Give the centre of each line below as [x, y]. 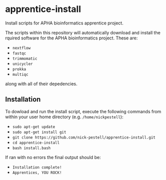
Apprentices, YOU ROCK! [37, 173]
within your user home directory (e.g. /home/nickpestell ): [64, 117]
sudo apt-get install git [39, 132]
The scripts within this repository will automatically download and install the [83, 32]
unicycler [23, 64]
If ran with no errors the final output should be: [53, 157]
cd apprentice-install [36, 143]
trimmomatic [25, 58]
